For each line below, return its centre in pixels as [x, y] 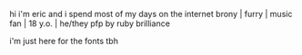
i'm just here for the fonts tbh [64, 41]
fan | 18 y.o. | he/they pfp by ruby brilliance [90, 23]
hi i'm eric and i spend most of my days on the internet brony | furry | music [151, 14]
